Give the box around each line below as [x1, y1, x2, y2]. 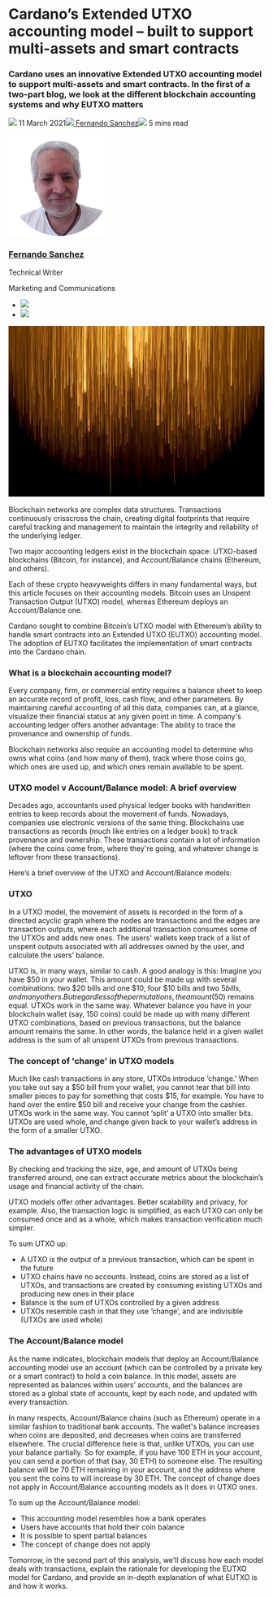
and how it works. [8, 1581, 68, 1590]
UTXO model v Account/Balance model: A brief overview [8, 782, 237, 793]
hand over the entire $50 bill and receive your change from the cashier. [8, 1099, 247, 1109]
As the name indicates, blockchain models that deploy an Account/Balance [8, 1354, 259, 1364]
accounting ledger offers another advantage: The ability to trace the [8, 720, 236, 730]
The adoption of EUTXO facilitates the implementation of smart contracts [8, 638, 253, 648]
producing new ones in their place [19, 1289, 135, 1299]
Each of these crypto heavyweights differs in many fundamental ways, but [8, 579, 258, 589]
